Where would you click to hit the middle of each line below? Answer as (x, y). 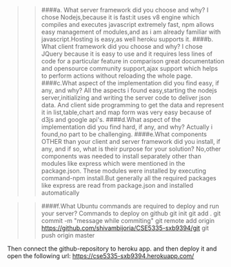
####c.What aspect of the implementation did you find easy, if (130, 83)
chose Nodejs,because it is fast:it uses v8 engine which (120, 17)
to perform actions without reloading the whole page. (117, 76)
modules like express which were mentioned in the (113, 163)
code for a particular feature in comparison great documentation (133, 61)
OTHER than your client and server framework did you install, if (131, 141)
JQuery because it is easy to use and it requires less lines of (127, 54)
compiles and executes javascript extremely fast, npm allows (128, 24)
